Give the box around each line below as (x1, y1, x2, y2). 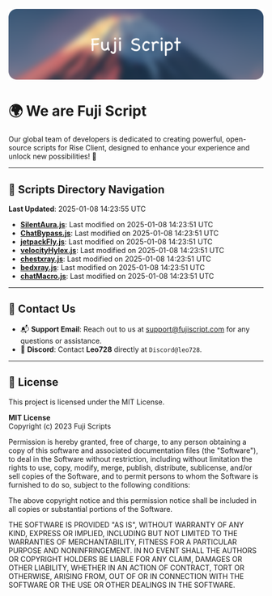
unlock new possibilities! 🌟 (8, 151, 97, 162)
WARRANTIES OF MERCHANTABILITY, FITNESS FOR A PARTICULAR (8, 537, 237, 547)
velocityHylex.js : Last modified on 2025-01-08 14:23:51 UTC (19, 246, 225, 256)
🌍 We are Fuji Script (8, 102, 147, 120)
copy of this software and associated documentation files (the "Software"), (8, 446, 259, 455)
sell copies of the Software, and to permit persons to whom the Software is (8, 471, 259, 481)
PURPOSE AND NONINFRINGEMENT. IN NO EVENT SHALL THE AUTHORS (8, 545, 257, 555)
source (8, 143, 32, 153)
